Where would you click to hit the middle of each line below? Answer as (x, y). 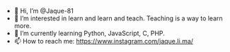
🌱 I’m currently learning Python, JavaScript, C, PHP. (89, 33)
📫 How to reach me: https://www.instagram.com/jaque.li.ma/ (103, 41)
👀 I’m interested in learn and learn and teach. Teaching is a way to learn (118, 18)
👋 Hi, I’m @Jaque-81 (44, 11)
